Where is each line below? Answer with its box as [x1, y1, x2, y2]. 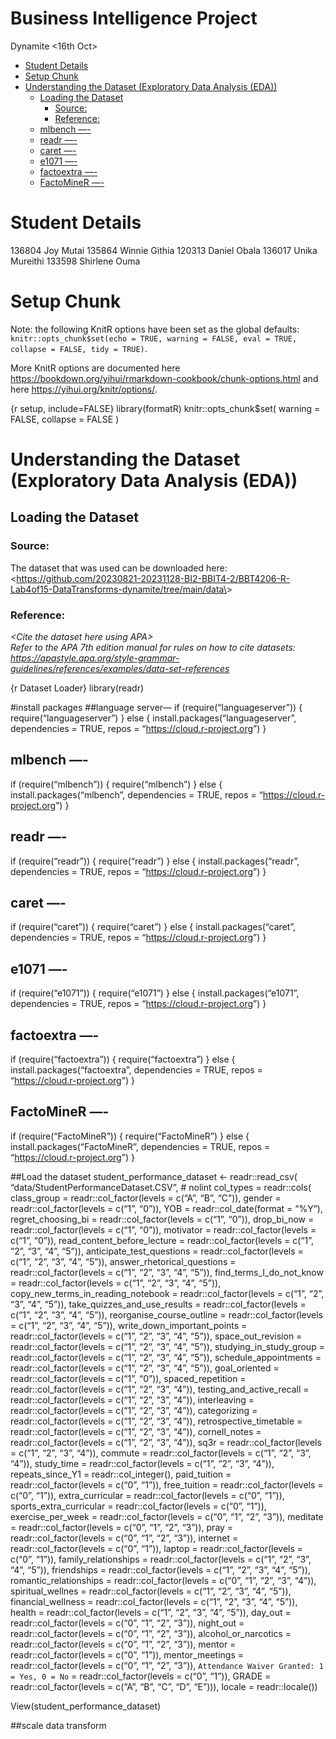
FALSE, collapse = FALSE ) [10, 413, 120, 425]
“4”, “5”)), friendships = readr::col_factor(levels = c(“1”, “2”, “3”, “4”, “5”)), [10, 1563, 312, 1576]
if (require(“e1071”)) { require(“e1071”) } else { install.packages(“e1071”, [10, 987, 300, 999]
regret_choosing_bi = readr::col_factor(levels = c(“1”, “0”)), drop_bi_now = [10, 1213, 315, 1225]
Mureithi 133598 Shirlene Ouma [10, 255, 141, 267]
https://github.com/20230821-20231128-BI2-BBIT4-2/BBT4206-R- [16, 572, 291, 584]
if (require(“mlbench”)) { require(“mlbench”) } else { [10, 778, 223, 790]
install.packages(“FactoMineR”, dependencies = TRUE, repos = [10, 1140, 271, 1152]
